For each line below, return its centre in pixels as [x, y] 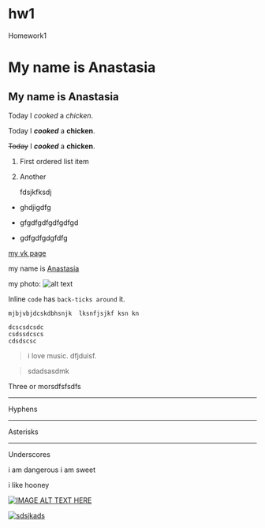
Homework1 [28, 36]
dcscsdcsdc [26, 327]
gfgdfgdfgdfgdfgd [49, 223]
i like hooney [29, 485]
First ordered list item [54, 161]
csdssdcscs [26, 334]
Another [33, 176]
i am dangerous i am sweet [52, 470]
